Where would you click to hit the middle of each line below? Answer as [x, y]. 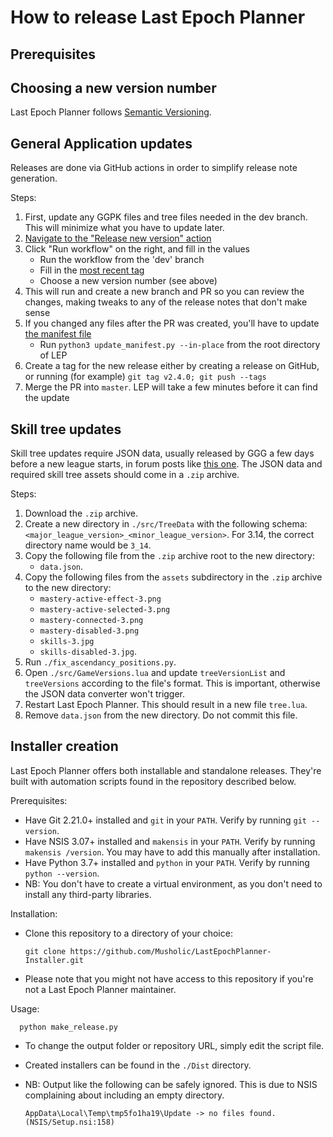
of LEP [53, 355]
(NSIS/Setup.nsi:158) [69, 1122]
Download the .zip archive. [81, 513]
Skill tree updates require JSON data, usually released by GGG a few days [162, 453]
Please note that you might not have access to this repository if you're [169, 978]
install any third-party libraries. [88, 894]
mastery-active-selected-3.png [105, 610]
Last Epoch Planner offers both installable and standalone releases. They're [166, 770]
